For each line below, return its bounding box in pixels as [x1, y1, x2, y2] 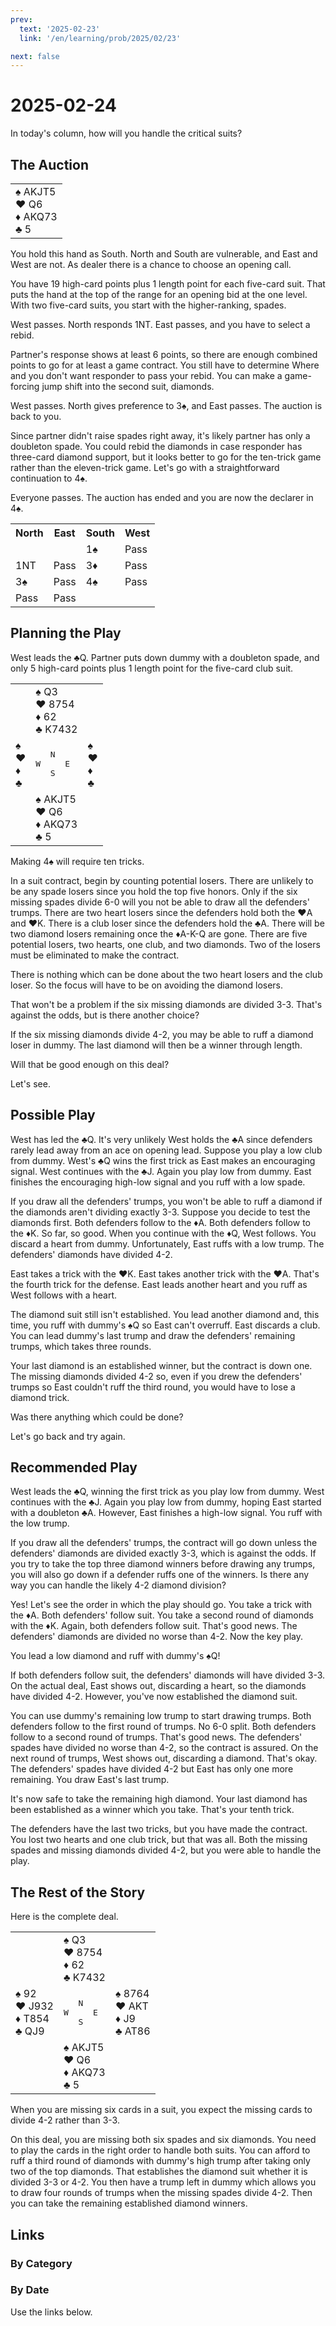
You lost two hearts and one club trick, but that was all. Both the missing [10, 1834, 308, 1846]
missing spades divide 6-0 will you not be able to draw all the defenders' [10, 896, 310, 908]
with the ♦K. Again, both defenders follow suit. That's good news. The [10, 1620, 298, 1632]
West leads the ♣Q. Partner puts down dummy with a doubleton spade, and [10, 651, 320, 663]
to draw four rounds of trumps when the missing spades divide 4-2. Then [10, 2187, 313, 2199]
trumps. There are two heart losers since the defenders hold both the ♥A [10, 906, 313, 918]
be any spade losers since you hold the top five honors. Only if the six [10, 885, 298, 897]
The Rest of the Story [10, 1884, 146, 1901]
